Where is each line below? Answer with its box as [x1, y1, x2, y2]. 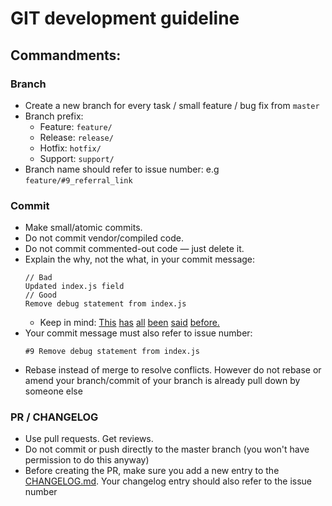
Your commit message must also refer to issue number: [24, 327, 253, 339]
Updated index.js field [24, 282, 125, 292]
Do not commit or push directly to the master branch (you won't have [24, 443, 310, 456]
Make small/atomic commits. [24, 222, 143, 234]
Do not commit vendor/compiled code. [24, 232, 184, 244]
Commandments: [10, 47, 122, 64]
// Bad [24, 273, 53, 283]
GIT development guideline [10, 7, 240, 30]
